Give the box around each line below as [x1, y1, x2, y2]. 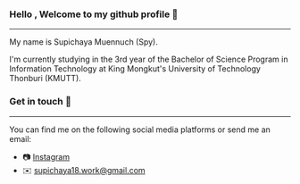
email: [9, 133, 32, 144]
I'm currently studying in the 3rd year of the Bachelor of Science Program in [9, 54, 288, 65]
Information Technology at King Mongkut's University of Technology [9, 63, 262, 74]
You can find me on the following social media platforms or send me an [9, 124, 271, 135]
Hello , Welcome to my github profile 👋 [9, 8, 179, 21]
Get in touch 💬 [9, 96, 71, 108]
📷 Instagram [21, 151, 70, 162]
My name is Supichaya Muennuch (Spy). [9, 37, 159, 47]
